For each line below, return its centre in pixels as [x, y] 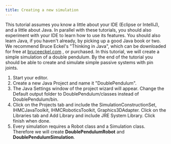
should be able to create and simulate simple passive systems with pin [79, 62]
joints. [12, 68]
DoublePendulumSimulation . [44, 137]
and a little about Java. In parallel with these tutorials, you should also [78, 30]
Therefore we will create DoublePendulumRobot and [69, 132]
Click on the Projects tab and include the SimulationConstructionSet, [84, 104]
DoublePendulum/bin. [35, 99]
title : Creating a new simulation [42, 10]
